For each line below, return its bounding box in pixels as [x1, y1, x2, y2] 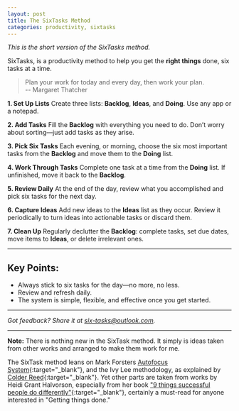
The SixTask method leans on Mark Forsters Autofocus [7, 358, 169, 366]
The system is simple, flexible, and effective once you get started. [17, 296, 211, 305]
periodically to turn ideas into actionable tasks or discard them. [7, 214, 192, 222]
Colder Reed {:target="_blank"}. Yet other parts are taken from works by [7, 373, 218, 382]
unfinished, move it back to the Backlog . [7, 171, 127, 180]
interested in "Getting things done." [7, 395, 111, 405]
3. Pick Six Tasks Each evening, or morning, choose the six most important [7, 142, 228, 150]
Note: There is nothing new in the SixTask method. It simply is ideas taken [7, 336, 224, 345]
